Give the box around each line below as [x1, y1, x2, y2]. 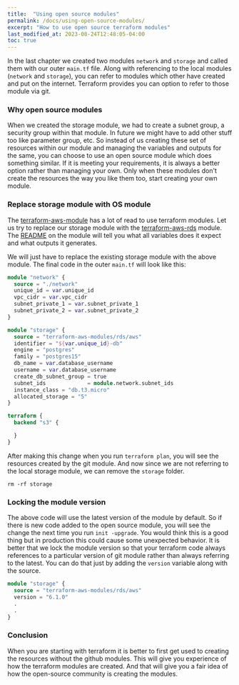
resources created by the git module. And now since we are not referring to [7, 459, 229, 468]
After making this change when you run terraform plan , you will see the [7, 451, 219, 460]
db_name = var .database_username [14, 360, 113, 367]
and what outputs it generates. [7, 239, 98, 247]
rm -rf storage [7, 480, 53, 488]
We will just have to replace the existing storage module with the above [7, 252, 216, 261]
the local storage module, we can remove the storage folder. [7, 466, 185, 475]
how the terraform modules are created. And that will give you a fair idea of [7, 661, 228, 670]
